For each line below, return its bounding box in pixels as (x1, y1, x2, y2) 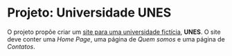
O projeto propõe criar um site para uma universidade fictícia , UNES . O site (7, 28, 221, 36)
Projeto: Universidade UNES (7, 5, 172, 21)
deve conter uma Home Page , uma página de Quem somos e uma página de (7, 35, 225, 43)
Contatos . (7, 42, 36, 50)
